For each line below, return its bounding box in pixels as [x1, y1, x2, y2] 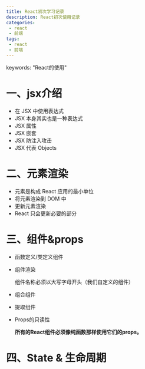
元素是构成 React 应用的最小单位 [14, 187, 94, 195]
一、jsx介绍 [6, 87, 62, 100]
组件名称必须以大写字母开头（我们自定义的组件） [14, 278, 134, 285]
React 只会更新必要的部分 [14, 210, 77, 217]
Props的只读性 [14, 316, 50, 323]
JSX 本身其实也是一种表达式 [14, 114, 84, 121]
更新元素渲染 [14, 202, 46, 209]
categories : [6, 19, 35, 25]
